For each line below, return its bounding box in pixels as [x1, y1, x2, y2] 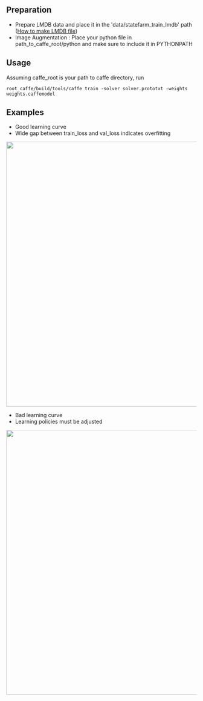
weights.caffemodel [6, 91, 56, 97]
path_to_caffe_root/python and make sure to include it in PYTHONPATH [14, 40, 193, 47]
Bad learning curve [14, 412, 63, 419]
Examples [6, 107, 44, 117]
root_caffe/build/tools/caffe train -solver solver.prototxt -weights [6, 85, 188, 91]
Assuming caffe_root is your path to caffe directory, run [6, 74, 144, 81]
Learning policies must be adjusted [14, 418, 103, 426]
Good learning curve [14, 123, 66, 131]
